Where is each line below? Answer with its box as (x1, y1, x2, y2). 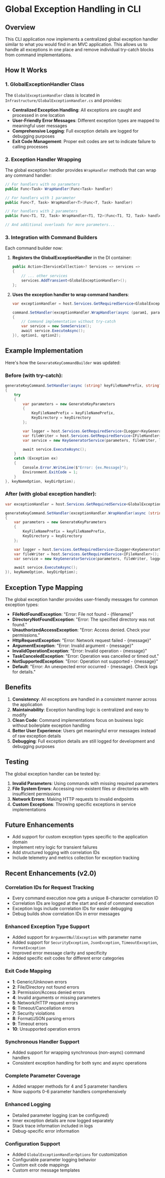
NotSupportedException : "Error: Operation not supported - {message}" (12, 658, 159, 664)
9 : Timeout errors (12, 1021, 48, 1027)
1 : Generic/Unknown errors (12, 979, 67, 985)
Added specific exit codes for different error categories (12, 955, 124, 961)
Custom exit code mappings (12, 1162, 70, 1168)
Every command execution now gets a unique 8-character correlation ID (12, 895, 159, 901)
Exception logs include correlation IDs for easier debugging (12, 906, 133, 912)
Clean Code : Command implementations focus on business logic (12, 717, 144, 723)
